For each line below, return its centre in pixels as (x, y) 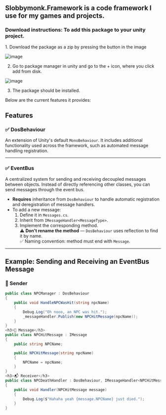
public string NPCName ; (39, 344)
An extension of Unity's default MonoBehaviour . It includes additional (74, 140)
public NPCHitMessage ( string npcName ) (54, 353)
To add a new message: (37, 209)
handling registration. (27, 151)
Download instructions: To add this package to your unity (75, 30)
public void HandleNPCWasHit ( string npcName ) (62, 303)
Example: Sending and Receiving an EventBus (77, 262)
